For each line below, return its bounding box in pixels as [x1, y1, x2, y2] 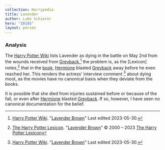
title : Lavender [5, 12, 38, 17]
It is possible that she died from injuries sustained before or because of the [5, 91, 157, 97]
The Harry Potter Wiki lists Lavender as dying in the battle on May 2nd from [5, 52, 158, 59]
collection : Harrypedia [5, 7, 54, 12]
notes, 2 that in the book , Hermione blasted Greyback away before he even [5, 64, 156, 71]
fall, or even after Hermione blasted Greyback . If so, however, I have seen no [5, 96, 160, 102]
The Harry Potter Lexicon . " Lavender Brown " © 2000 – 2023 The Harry [12, 125, 157, 130]
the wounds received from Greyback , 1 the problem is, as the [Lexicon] [5, 58, 147, 65]
